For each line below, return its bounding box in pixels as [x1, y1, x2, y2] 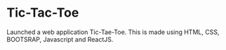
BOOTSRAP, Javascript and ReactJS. [6, 35, 114, 43]
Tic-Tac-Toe [6, 5, 79, 21]
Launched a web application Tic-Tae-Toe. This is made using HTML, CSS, [6, 28, 220, 36]
